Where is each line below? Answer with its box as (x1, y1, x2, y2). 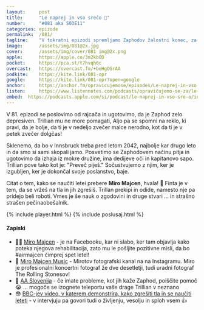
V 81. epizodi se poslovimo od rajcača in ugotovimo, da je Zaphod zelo (6, 110, 183, 118)
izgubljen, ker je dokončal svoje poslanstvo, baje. (6, 167, 129, 175)
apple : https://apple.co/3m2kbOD (6, 54, 104, 60)
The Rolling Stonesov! (15, 270, 70, 278)
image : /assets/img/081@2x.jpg (6, 43, 99, 49)
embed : (6, 94, 23, 100)
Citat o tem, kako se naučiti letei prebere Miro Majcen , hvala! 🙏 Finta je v (6, 179, 188, 186)
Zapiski (6, 225, 25, 232)
